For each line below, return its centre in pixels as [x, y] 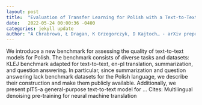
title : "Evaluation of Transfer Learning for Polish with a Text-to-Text [102, 17]
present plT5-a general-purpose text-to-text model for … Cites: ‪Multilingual [99, 89]
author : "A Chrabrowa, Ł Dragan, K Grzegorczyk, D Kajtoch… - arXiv [94, 34]
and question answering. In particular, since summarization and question [96, 70]
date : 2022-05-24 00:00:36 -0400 [51, 23]
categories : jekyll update [40, 28]
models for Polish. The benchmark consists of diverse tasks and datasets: [98, 58]
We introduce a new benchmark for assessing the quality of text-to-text [95, 51]
